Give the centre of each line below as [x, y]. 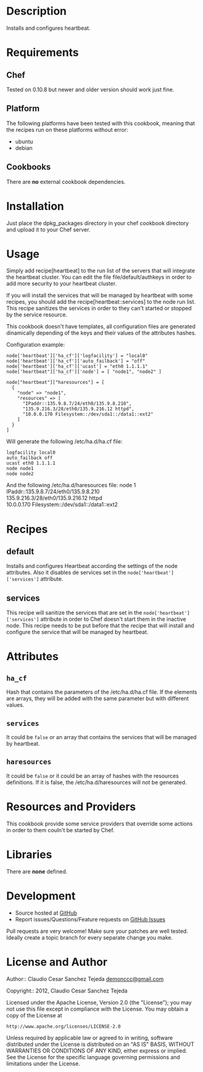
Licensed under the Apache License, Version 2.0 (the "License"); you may [99, 1002]
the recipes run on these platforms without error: [67, 129]
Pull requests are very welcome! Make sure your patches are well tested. [97, 931]
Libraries [29, 855]
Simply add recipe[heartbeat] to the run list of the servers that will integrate [101, 271]
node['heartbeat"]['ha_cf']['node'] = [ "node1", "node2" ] [84, 372]
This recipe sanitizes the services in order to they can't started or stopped [99, 309]
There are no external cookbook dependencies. [66, 182]
